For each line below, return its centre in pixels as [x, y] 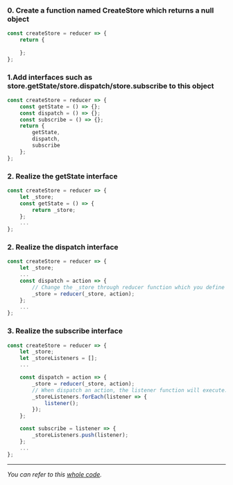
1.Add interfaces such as [50, 77]
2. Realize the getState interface [62, 176]
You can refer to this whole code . [55, 474]
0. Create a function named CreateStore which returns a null [111, 10]
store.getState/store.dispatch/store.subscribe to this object [111, 85]
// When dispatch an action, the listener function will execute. [130, 390]
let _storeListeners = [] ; [59, 359]
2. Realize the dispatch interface [63, 247]
